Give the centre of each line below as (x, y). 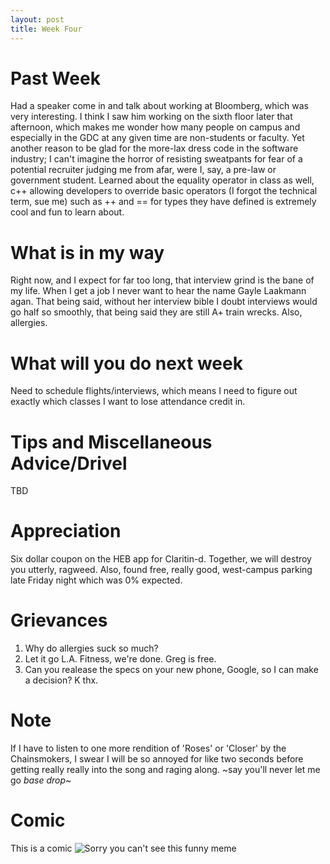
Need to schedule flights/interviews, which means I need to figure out (154, 391)
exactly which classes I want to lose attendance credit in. (128, 402)
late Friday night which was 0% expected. (96, 580)
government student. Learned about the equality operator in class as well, (162, 180)
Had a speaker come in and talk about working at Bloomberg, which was (159, 106)
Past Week (55, 78)
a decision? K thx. (61, 680)
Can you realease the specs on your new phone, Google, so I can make (171, 670)
